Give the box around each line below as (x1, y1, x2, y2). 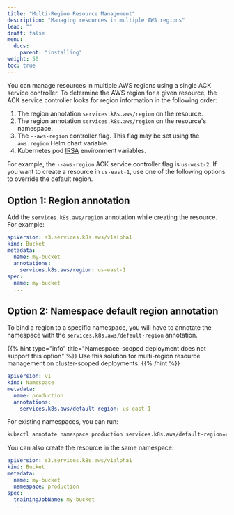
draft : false (7, 29, 45, 37)
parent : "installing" (19, 49, 82, 56)
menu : (7, 36, 23, 43)
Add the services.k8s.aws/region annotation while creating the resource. (7, 213, 218, 221)
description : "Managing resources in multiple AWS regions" (7, 17, 186, 24)
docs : (13, 42, 30, 49)
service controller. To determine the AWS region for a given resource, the (7, 88, 217, 97)
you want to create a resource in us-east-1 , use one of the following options (7, 167, 226, 175)
